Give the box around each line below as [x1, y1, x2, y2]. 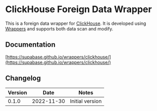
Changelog [5, 74, 41, 83]
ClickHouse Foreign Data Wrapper [5, 4, 152, 15]
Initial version [70, 97, 102, 104]
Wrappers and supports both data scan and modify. [5, 25, 113, 31]
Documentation [5, 41, 56, 49]
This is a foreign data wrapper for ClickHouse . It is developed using [5, 20, 146, 26]
